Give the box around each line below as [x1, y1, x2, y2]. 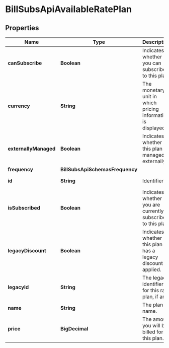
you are [142, 201, 160, 208]
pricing [142, 106, 159, 112]
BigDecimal [60, 325, 89, 332]
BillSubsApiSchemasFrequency [60, 166, 138, 173]
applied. [142, 266, 161, 273]
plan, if [142, 293, 158, 300]
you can [142, 59, 161, 66]
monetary [142, 87, 165, 94]
